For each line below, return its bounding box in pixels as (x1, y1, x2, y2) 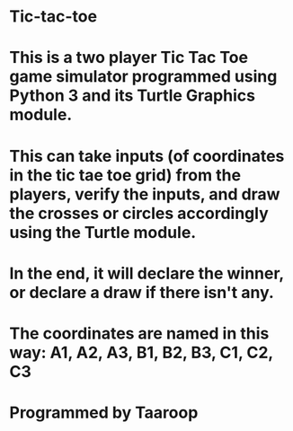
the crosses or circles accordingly (9, 203, 270, 224)
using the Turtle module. (9, 222, 197, 242)
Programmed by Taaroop (9, 402, 199, 423)
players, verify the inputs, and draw (9, 184, 280, 204)
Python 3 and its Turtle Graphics (9, 85, 256, 106)
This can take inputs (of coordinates (9, 145, 285, 166)
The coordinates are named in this (9, 323, 270, 343)
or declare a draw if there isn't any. (9, 282, 274, 303)
